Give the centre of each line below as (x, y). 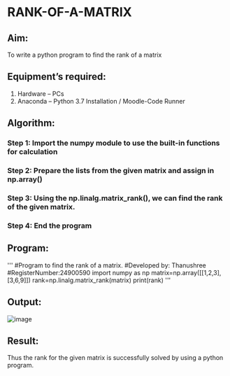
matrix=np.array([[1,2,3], (186, 272)
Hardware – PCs (41, 93)
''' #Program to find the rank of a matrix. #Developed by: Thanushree (107, 265)
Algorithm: (31, 123)
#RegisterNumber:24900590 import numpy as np (79, 272)
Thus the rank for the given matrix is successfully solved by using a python (115, 358)
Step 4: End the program (50, 225)
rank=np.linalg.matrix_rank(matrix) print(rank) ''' (102, 280)
